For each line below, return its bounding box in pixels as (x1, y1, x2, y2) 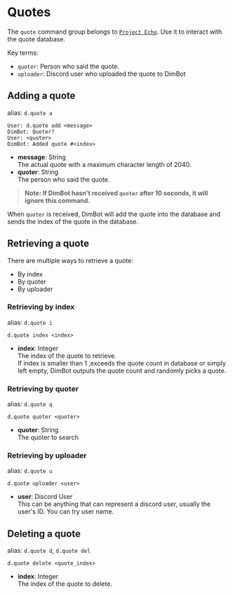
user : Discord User (17, 493, 73, 501)
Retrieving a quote (7, 238, 90, 250)
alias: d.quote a (7, 108, 53, 116)
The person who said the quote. (17, 175, 110, 183)
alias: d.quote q (7, 400, 53, 408)
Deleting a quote (7, 528, 81, 540)
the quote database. (7, 34, 65, 43)
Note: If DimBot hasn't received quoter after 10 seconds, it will (24, 189, 208, 197)
